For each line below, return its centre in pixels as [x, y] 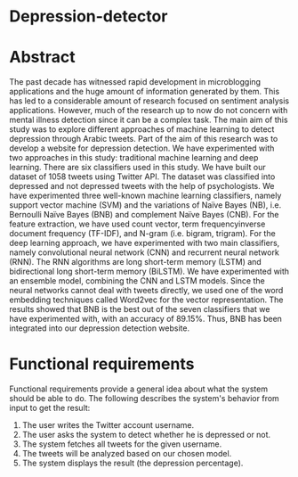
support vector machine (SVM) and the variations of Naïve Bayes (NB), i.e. [145, 205]
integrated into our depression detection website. [99, 328]
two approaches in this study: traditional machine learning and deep [134, 158]
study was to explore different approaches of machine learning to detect [142, 129]
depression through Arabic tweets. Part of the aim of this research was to [144, 139]
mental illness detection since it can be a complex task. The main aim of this [149, 120]
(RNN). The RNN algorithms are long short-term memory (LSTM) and [136, 262]
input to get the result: [50, 408]
